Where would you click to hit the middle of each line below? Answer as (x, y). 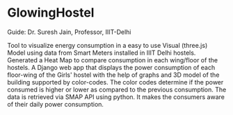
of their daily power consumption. (56, 104)
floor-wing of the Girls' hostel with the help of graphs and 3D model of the (113, 75)
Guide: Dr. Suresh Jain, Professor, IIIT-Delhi (69, 32)
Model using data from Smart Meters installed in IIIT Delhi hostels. (102, 53)
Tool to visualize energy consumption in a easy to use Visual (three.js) (107, 45)
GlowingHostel (51, 13)
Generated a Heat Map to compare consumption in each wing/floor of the (112, 60)
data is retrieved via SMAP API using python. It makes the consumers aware (116, 97)
